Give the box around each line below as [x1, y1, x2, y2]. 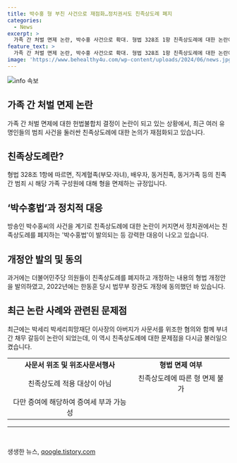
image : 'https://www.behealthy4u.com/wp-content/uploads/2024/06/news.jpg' [7, 56, 235, 63]
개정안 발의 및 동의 [7, 253, 83, 265]
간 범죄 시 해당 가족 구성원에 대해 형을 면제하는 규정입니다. [7, 179, 167, 187]
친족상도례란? [7, 150, 64, 162]
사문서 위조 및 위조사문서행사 [24, 360, 115, 370]
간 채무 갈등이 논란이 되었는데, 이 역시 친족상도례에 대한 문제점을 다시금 [7, 333, 203, 342]
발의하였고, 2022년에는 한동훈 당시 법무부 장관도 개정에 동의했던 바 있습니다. [14, 283, 226, 290]
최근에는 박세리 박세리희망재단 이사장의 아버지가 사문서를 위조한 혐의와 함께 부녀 [7, 325, 228, 333]
